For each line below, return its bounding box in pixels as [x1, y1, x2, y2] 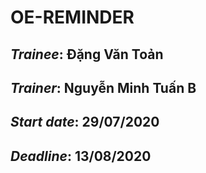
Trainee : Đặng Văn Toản [10, 46, 164, 63]
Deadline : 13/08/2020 [10, 147, 152, 165]
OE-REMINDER [10, 6, 135, 29]
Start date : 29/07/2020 [10, 114, 160, 131]
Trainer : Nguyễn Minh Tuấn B [10, 79, 197, 96]
